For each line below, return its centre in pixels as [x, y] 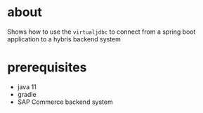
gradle [27, 94]
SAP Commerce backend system [65, 102]
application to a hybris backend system [64, 39]
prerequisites [47, 68]
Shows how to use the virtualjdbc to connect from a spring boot [101, 32]
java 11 [27, 87]
